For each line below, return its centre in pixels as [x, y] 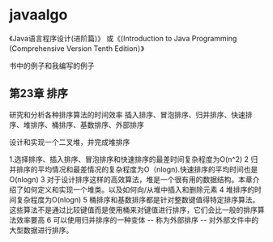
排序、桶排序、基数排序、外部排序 [87, 125]
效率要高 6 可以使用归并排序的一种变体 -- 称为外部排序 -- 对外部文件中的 [137, 219]
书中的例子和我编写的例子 [52, 66]
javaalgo [38, 15]
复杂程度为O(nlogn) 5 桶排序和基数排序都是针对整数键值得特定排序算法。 [138, 199]
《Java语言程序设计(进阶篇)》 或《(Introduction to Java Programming [123, 38]
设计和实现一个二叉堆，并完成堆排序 [70, 142]
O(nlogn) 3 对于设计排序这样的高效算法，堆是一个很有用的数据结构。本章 [131, 179]
